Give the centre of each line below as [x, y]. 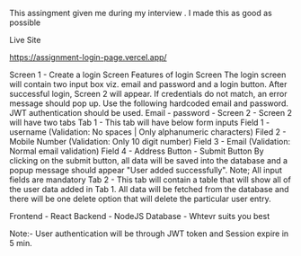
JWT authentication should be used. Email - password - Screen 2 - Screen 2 [151, 113]
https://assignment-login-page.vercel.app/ [89, 57]
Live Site [25, 40]
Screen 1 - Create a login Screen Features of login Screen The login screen [148, 75]
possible [25, 22]
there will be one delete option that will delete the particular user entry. [140, 199]
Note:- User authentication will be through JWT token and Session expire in [149, 234]
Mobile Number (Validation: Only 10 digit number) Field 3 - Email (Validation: [150, 141]
